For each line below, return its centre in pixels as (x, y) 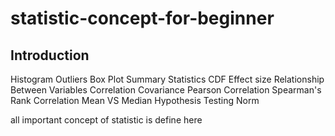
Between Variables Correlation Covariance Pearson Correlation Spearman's (166, 90)
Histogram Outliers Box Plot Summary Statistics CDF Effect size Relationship (167, 79)
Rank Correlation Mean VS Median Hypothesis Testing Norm (135, 100)
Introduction (50, 55)
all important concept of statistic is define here (106, 120)
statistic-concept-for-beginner (142, 18)
